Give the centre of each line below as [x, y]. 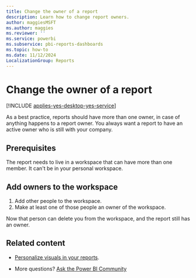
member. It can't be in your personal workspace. [65, 168]
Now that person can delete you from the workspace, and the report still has [98, 219]
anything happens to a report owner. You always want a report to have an [94, 123]
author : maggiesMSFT [31, 22]
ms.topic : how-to [27, 50]
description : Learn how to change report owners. [68, 17]
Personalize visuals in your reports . [57, 257]
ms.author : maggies [30, 28]
